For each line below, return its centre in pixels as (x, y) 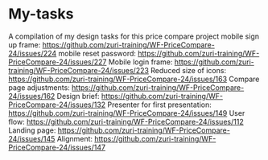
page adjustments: (39, 87)
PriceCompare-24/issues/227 (58, 62)
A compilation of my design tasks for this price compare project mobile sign (134, 36)
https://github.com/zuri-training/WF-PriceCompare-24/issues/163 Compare (134, 79)
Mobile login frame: (140, 62)
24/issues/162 (32, 96)
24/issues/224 (33, 53)
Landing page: (32, 130)
